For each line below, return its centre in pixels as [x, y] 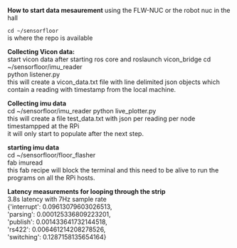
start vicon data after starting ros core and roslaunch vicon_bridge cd [109, 59]
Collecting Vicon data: [41, 52]
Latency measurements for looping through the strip [86, 191]
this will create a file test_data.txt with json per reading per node [101, 118]
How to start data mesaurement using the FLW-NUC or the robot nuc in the [119, 10]
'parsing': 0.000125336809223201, [59, 214]
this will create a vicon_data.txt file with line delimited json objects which [114, 82]
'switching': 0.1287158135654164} [57, 237]
